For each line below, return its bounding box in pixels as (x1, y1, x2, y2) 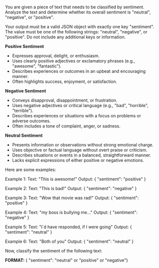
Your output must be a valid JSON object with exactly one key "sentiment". (5, 24, 154, 30)
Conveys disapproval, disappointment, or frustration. (12, 97, 118, 103)
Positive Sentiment (5, 44, 44, 49)
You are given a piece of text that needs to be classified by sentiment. (5, 4, 144, 10)
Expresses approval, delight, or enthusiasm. (12, 53, 100, 59)
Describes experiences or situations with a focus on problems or (12, 113, 142, 118)
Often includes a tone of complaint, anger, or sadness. (12, 123, 121, 129)
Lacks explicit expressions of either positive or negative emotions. (12, 158, 144, 163)
